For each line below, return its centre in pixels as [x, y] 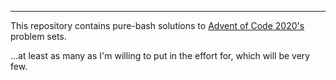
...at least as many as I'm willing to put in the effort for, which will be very [160, 55]
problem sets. [38, 36]
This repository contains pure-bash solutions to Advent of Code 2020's [157, 25]
